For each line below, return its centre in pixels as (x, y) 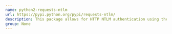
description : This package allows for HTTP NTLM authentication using (82, 19)
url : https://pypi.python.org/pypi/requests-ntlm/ (60, 14)
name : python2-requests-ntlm (36, 10)
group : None (18, 24)
